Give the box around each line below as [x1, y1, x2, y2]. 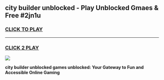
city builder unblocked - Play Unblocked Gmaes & [5, 4, 159, 12]
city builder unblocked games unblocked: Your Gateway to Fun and [5, 64, 144, 70]
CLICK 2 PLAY [5, 44, 39, 51]
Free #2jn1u [5, 12, 41, 20]
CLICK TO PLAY [5, 26, 43, 33]
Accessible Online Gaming [5, 69, 60, 75]
